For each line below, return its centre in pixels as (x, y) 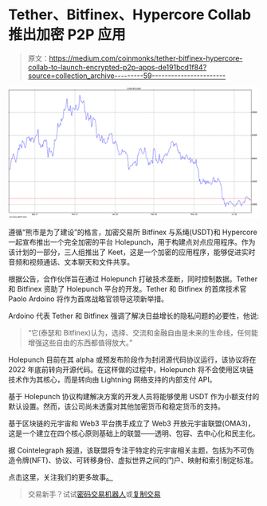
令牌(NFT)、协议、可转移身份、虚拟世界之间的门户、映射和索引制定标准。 (136, 461)
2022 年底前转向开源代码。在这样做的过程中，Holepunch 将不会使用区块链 (131, 370)
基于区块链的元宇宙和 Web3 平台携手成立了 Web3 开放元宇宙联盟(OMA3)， (132, 424)
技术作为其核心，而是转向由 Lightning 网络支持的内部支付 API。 (112, 380)
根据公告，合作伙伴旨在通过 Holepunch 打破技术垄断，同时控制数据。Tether (133, 279)
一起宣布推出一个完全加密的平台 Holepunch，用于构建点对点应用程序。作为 (132, 242)
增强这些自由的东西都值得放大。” (80, 343)
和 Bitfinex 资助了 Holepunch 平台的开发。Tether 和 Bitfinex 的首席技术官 (128, 289)
